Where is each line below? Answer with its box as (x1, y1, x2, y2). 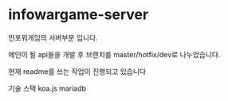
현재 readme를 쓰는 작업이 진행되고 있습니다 (8, 66, 146, 76)
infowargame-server (8, 6, 149, 24)
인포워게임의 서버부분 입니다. (8, 33, 98, 42)
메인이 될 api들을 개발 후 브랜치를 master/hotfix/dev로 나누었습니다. (8, 49, 221, 59)
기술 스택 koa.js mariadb (8, 84, 86, 93)
